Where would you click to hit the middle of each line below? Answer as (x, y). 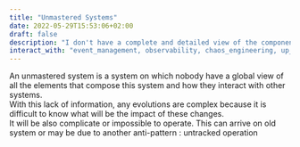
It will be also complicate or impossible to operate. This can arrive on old (143, 123)
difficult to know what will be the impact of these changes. (117, 114)
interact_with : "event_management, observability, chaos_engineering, (143, 51)
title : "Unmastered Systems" (63, 17)
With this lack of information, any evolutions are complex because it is (138, 104)
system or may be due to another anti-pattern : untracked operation (134, 133)
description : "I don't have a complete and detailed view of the (133, 42)
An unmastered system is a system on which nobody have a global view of (146, 76)
